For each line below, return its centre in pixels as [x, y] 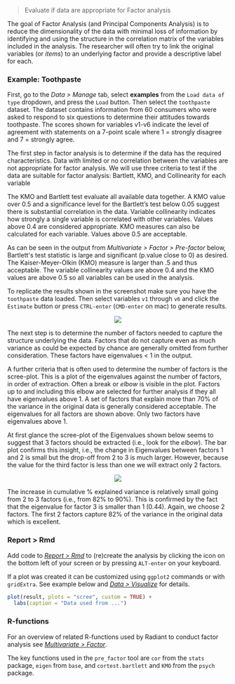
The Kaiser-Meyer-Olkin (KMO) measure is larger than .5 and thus [102, 262]
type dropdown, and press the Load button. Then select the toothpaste [109, 102]
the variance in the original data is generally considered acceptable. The [112, 407]
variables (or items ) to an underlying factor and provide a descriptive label [114, 53]
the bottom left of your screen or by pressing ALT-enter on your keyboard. [114, 563]
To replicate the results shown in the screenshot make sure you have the [112, 291]
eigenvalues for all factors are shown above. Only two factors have [104, 414]
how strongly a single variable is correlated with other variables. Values [110, 219]
